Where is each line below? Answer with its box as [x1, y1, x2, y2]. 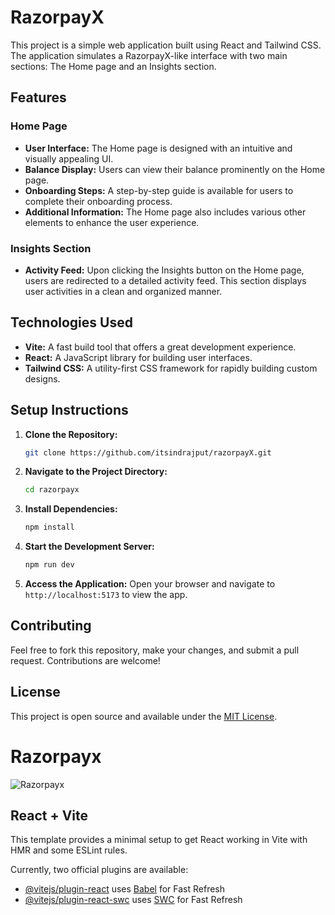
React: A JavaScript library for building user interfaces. [24, 351, 253, 363]
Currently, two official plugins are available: [10, 864, 189, 876]
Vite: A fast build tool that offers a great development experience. [24, 341, 297, 353]
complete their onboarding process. [24, 195, 173, 207]
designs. [24, 372, 61, 385]
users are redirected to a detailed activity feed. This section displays [24, 274, 307, 286]
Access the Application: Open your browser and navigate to [24, 578, 276, 590]
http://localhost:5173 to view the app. [24, 589, 188, 601]
